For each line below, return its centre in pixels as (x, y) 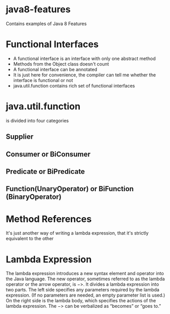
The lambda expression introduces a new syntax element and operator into (85, 274)
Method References (49, 219)
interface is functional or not (43, 80)
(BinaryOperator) (34, 197)
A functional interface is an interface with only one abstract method (84, 58)
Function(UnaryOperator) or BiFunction (70, 189)
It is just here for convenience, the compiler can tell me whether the (84, 75)
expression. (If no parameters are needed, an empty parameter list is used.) (86, 295)
